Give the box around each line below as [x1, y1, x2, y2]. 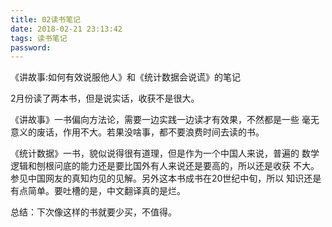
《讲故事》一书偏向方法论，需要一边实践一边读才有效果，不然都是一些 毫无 [10, 114, 320, 126]
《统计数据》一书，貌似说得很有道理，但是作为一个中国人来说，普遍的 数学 [10, 147, 320, 160]
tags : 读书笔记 [10, 33, 68, 43]
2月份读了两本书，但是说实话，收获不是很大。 [10, 92, 200, 105]
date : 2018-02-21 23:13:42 [10, 24, 123, 34]
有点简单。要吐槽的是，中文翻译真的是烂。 [10, 185, 186, 197]
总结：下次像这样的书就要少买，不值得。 [10, 206, 177, 218]
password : [10, 42, 52, 53]
